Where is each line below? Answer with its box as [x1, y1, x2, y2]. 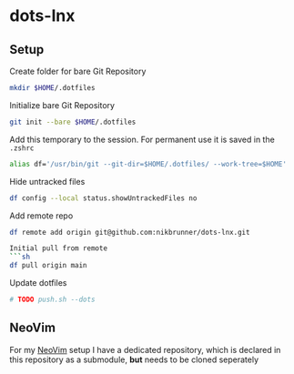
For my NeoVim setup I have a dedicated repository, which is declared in [9, 344, 281, 355]
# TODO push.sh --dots [9, 295, 96, 304]
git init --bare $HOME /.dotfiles [9, 117, 137, 126]
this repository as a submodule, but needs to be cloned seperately [9, 354, 259, 365]
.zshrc [9, 143, 35, 153]
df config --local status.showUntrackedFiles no [9, 193, 198, 203]
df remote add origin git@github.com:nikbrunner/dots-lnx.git [9, 227, 250, 237]
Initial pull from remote [9, 244, 107, 253]
